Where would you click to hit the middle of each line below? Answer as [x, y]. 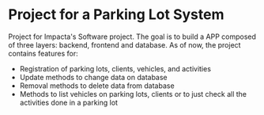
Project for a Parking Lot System [116, 15]
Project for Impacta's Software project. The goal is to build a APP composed [132, 36]
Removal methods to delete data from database [97, 86]
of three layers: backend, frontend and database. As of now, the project [124, 44]
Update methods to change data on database [93, 77]
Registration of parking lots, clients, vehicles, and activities [115, 68]
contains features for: [43, 53]
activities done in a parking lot [69, 102]
